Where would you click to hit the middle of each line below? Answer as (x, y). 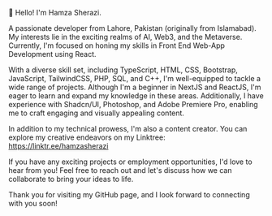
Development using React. (52, 54)
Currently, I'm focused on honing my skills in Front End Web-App (117, 45)
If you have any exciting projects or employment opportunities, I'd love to (131, 162)
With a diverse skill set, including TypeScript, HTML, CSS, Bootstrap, (123, 70)
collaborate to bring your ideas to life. (71, 179)
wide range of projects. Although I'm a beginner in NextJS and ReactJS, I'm (135, 87)
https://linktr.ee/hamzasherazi (58, 146)
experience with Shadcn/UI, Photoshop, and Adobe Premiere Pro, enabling (133, 104)
